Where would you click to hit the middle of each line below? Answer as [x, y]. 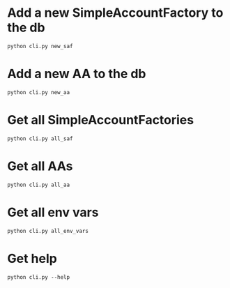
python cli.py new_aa [39, 92]
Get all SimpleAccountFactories [100, 120]
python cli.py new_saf [40, 46]
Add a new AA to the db [77, 74]
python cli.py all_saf [40, 138]
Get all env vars [53, 212]
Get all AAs [40, 166]
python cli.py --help [39, 277]
